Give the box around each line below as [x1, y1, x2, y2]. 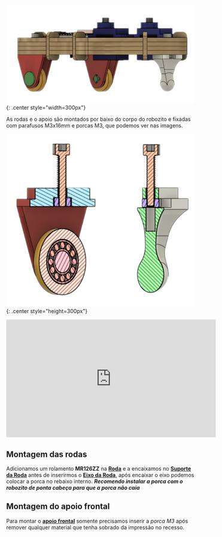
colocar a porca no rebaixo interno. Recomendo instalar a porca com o [6, 478, 184, 485]
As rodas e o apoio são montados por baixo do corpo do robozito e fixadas [6, 116, 191, 123]
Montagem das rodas [6, 449, 87, 459]
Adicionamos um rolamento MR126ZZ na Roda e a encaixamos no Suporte [6, 465, 191, 472]
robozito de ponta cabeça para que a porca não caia [6, 484, 140, 491]
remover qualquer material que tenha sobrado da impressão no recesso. [6, 523, 184, 531]
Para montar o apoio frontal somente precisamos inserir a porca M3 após [6, 517, 188, 524]
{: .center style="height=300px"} [6, 308, 88, 315]
